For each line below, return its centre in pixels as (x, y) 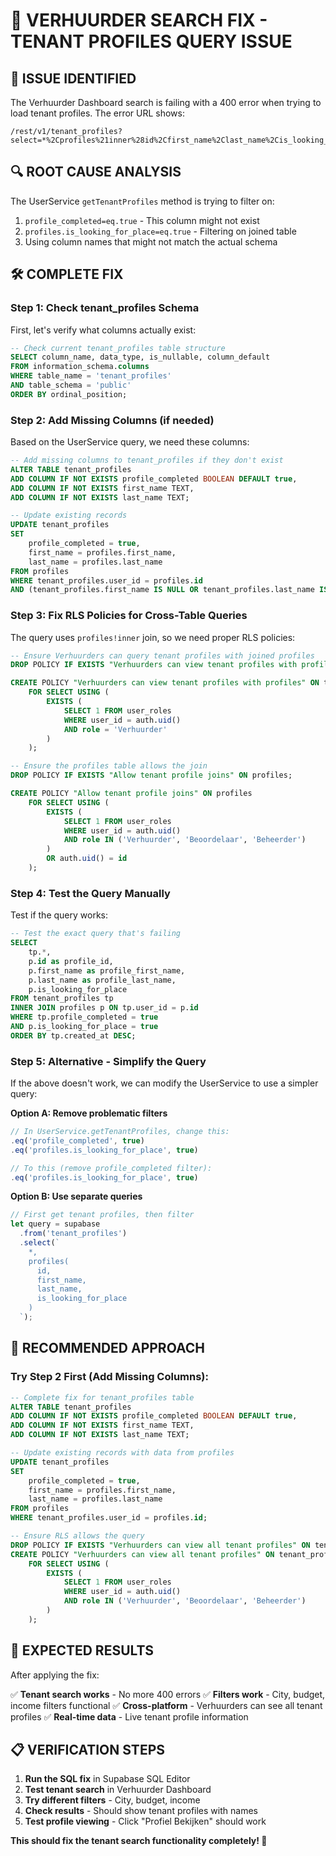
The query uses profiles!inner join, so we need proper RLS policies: (153, 637)
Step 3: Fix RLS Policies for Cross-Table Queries (129, 616)
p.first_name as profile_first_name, (107, 970)
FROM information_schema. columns (80, 367)
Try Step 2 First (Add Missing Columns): (110, 1377)
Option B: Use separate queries (76, 1196)
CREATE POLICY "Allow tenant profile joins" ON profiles (131, 794)
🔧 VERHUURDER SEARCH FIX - (139, 20)
